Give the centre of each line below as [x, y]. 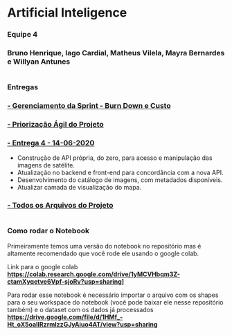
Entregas [23, 87]
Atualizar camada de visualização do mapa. [79, 188]
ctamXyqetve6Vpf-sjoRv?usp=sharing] [66, 281]
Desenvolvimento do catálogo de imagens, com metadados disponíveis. [120, 180]
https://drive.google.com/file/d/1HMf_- [65, 317]
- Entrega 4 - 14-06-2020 [51, 143]
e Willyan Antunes [39, 62]
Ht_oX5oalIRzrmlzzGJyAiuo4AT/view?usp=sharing [82, 324]
